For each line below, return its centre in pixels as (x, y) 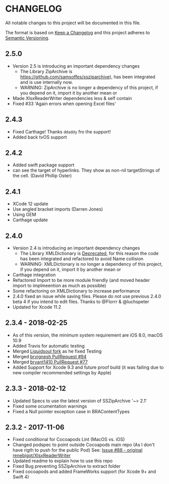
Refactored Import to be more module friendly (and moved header (81, 280)
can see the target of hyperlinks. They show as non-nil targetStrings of (86, 170)
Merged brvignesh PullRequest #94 (49, 356)
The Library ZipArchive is (46, 71)
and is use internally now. (46, 82)
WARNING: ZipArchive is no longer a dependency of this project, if (89, 87)
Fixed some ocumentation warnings (50, 406)
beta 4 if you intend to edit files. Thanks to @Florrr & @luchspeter (81, 302)
